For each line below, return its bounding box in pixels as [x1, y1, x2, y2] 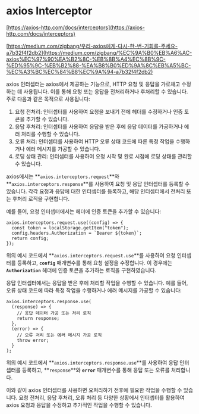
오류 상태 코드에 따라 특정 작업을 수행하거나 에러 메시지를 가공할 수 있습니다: [6, 287, 182, 294]
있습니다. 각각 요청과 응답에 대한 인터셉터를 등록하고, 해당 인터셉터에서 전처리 [6, 188, 185, 195]
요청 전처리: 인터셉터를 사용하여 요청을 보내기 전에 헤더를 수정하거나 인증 [14, 108, 183, 115]
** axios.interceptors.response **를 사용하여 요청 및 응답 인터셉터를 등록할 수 [6, 180, 190, 187]
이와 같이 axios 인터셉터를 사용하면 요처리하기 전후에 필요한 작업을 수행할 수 [6, 386, 182, 394]
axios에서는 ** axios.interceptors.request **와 [6, 173, 120, 180]
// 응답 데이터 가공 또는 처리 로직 [17, 310, 91, 316]
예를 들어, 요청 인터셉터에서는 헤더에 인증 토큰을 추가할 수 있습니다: [6, 207, 162, 215]
